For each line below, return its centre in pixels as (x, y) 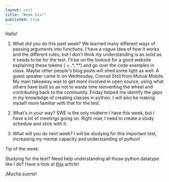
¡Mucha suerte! (21, 174)
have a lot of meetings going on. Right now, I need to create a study (83, 118)
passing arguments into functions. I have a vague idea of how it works (86, 49)
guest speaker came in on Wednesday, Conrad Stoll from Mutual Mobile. (88, 76)
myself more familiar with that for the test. (56, 103)
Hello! (11, 34)
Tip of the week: (22, 149)
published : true (22, 19)
